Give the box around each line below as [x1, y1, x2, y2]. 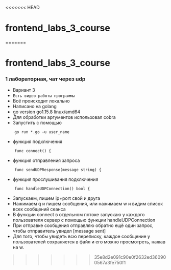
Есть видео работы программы [12, 93, 75, 99]
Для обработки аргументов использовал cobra [12, 114, 116, 120]
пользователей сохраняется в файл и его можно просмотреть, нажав [12, 239, 166, 245]
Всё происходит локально [12, 98, 70, 104]
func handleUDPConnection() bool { [14, 186, 90, 192]
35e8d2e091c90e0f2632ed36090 [94, 254, 166, 260]
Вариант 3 [12, 87, 35, 93]
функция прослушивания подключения [12, 176, 99, 182]
